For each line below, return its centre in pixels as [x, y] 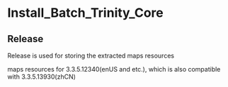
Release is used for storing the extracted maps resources [91, 55]
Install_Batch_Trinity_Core [86, 13]
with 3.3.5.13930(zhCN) [42, 76]
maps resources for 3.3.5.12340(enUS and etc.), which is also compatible [114, 69]
